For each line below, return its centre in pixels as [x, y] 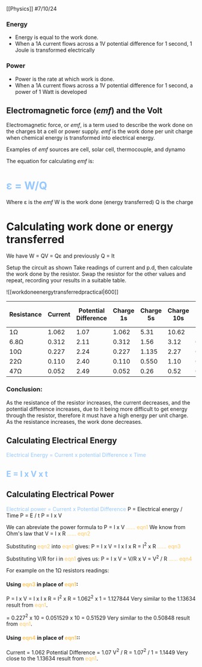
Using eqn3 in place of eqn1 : [42, 584]
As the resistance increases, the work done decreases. [74, 421]
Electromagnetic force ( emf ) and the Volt [84, 110]
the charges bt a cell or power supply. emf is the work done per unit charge [99, 131]
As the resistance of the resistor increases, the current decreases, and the [98, 402]
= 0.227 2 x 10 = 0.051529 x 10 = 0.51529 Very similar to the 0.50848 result [98, 617]
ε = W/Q [27, 185]
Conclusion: [24, 389]
